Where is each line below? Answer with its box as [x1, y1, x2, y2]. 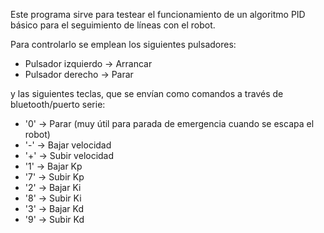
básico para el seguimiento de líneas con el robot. [10, 19, 216, 31]
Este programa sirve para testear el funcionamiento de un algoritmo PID [10, 9, 306, 20]
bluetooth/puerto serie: [10, 99, 106, 110]
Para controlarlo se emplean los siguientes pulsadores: [10, 39, 237, 50]
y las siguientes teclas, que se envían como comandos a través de [10, 88, 284, 99]
